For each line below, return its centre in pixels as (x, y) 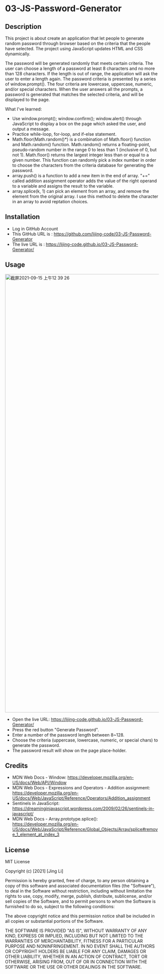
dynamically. (18, 54)
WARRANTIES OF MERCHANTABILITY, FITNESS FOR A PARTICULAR (74, 941)
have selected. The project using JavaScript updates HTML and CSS (74, 49)
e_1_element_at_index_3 (36, 835)
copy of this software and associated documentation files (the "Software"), (81, 886)
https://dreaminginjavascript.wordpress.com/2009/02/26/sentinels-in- (83, 808)
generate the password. (36, 745)
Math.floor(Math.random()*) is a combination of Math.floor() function (82, 139)
